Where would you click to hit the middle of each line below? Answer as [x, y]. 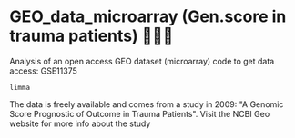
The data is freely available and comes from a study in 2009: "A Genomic [147, 104]
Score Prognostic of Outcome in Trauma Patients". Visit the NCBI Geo [140, 113]
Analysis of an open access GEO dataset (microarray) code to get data [142, 61]
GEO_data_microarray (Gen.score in [148, 17]
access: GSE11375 [43, 71]
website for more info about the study [80, 123]
